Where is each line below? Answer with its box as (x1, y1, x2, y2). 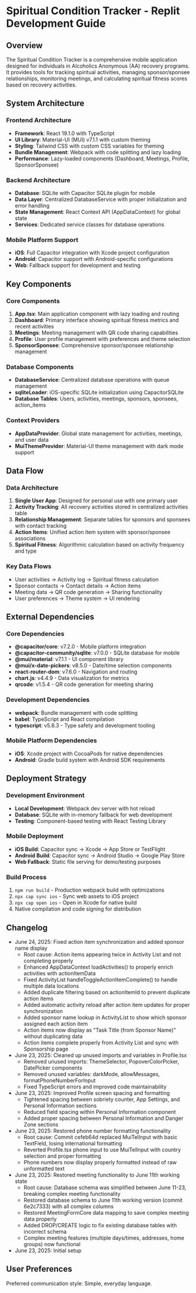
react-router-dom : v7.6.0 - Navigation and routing (14, 668, 137, 675)
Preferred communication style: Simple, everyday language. (6, 1279, 152, 1287)
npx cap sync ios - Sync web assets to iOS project (14, 893, 139, 900)
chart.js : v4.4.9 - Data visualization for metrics (14, 675, 129, 682)
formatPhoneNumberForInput (23, 1077, 96, 1084)
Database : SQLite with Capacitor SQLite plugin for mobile (14, 189, 156, 196)
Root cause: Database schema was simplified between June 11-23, (23, 1184, 187, 1191)
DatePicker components (23, 1064, 83, 1071)
